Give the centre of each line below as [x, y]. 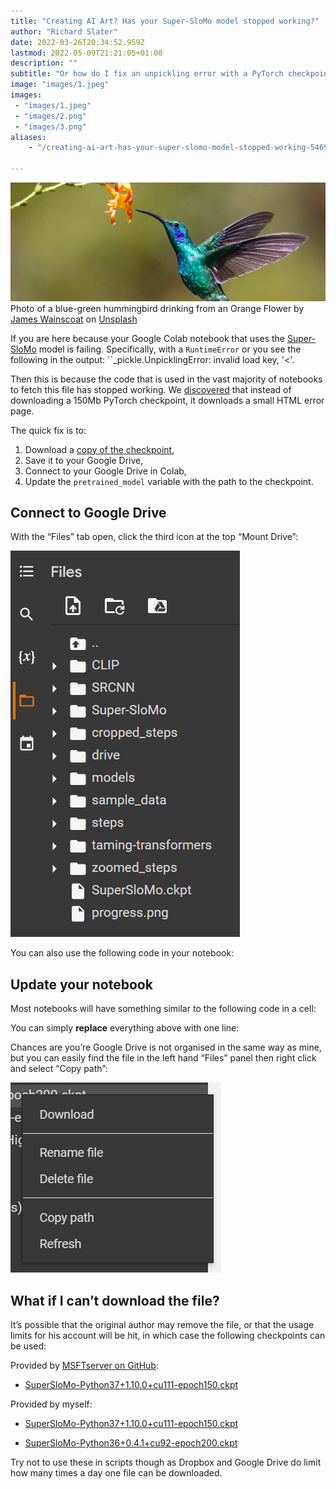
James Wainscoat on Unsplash [74, 319]
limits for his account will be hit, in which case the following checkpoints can [168, 1336]
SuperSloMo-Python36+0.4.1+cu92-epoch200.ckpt [131, 1443]
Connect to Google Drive [88, 513]
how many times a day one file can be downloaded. [116, 1473]
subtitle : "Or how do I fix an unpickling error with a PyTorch [147, 74]
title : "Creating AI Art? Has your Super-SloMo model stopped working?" [165, 21]
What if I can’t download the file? [115, 1300]
